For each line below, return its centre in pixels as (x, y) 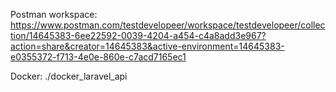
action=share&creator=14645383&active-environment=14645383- (147, 46)
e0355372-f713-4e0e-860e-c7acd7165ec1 (98, 57)
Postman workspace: (54, 14)
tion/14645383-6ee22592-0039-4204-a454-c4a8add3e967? (138, 35)
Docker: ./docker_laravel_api (69, 76)
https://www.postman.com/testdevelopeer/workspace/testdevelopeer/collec (168, 25)
